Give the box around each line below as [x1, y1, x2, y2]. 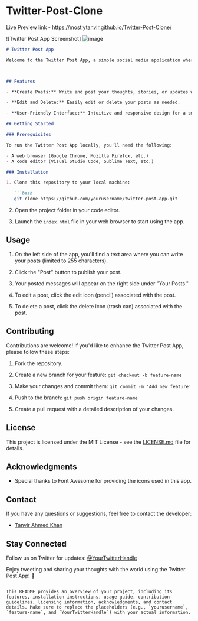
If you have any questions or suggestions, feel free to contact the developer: [6, 510, 192, 518]
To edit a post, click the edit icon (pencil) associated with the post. [14, 291, 176, 298]
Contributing [6, 326, 54, 336]
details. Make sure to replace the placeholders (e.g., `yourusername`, [6, 604, 189, 610]
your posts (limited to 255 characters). [14, 257, 108, 264]
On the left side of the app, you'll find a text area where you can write [14, 251, 183, 258]
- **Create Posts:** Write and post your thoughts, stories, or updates [6, 89, 189, 95]
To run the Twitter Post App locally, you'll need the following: [6, 142, 173, 148]
